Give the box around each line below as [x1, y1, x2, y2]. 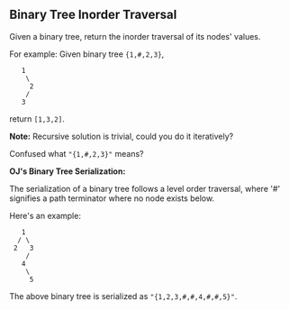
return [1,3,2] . [9, 113, 65, 124]
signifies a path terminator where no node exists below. [9, 193, 214, 204]
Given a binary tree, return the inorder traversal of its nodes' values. [9, 31, 261, 41]
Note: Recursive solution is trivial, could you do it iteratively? [9, 131, 234, 141]
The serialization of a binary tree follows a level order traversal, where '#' [9, 183, 281, 194]
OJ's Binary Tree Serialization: [9, 166, 126, 177]
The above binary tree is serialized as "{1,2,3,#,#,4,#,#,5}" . [9, 290, 238, 301]
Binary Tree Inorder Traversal [9, 7, 177, 23]
